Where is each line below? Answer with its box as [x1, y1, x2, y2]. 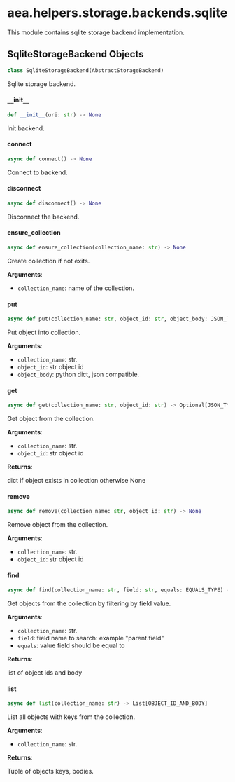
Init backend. [7, 124, 45, 132]
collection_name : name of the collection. [17, 284, 135, 292]
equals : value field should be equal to [17, 641, 125, 650]
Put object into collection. [7, 328, 81, 337]
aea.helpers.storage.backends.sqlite [7, 5, 228, 21]
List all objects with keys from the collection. [7, 713, 135, 721]
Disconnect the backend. [7, 212, 80, 221]
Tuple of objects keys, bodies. [7, 767, 94, 776]
